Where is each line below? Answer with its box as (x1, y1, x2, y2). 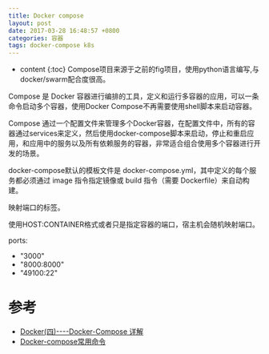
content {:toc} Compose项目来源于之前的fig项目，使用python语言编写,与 (19, 65, 259, 74)
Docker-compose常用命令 (19, 337, 106, 347)
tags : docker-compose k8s (8, 42, 94, 50)
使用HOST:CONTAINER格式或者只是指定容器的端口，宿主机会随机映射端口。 (8, 219, 260, 229)
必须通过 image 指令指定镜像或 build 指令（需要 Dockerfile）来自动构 (22, 175, 250, 185)
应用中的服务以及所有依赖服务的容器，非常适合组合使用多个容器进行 (29, 139, 254, 148)
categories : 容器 (8, 34, 64, 42)
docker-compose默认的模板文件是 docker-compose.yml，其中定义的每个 (8, 166, 250, 175)
